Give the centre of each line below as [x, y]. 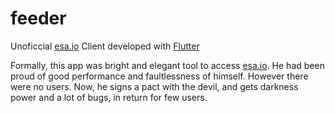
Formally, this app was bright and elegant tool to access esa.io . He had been [167, 65]
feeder [38, 18]
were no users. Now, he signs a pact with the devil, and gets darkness [154, 86]
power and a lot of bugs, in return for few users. [109, 97]
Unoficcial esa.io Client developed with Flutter [105, 46]
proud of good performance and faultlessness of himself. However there [159, 76]
